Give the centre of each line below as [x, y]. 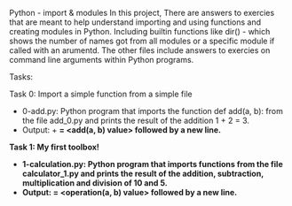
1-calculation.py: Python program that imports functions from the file [152, 164]
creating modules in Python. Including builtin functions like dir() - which [140, 31]
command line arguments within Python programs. [102, 60]
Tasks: [21, 77]
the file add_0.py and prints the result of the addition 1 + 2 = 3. [136, 120]
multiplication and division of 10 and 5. [95, 183]
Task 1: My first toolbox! [55, 147]
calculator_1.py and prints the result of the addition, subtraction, [143, 173]
